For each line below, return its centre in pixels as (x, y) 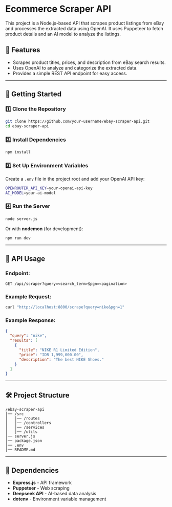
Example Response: (30, 320)
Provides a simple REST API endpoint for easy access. (70, 73)
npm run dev (18, 238)
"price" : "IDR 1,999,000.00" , (51, 355)
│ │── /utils (21, 432)
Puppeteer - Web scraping (41, 488)
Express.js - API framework (42, 482)
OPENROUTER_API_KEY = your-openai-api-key (49, 188)
